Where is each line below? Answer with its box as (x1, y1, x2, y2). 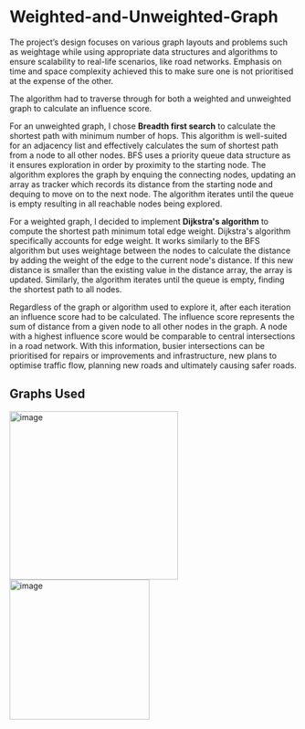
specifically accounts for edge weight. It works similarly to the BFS (9, 235, 260, 246)
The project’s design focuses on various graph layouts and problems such (9, 37, 289, 48)
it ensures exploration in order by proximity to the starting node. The (9, 159, 267, 170)
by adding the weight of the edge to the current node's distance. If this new (9, 254, 294, 266)
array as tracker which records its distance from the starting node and (9, 178, 273, 189)
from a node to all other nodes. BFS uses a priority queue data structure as (9, 149, 291, 161)
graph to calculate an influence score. (9, 102, 152, 113)
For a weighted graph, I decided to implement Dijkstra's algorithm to (9, 216, 269, 227)
